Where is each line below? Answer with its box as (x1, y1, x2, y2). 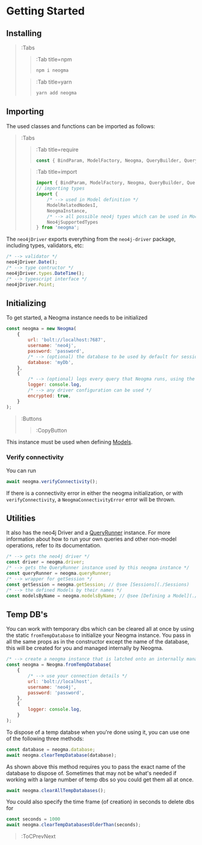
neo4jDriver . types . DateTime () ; (6, 270, 85, 276)
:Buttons (20, 415, 42, 422)
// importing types (35, 185, 85, 192)
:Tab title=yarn (35, 78, 72, 85)
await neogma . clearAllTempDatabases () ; (6, 787, 106, 793)
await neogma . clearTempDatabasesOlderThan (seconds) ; (6, 822, 141, 828)
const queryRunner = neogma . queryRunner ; (6, 570, 112, 577)
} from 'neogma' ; (35, 224, 80, 231)
